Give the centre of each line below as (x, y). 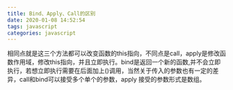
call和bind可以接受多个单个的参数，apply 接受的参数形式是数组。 (112, 80)
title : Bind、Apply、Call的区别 (51, 13)
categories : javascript (42, 33)
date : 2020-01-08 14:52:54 (46, 20)
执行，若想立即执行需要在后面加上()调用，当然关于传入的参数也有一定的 (110, 71)
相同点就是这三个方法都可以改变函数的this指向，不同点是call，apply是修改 (114, 53)
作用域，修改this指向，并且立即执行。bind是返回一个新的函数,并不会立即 (117, 62)
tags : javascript (32, 26)
